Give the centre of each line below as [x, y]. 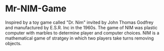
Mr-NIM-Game [36, 9]
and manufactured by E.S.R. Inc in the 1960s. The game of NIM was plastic [81, 27]
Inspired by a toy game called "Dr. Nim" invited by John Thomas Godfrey [79, 22]
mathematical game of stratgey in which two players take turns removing [80, 38]
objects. [13, 43]
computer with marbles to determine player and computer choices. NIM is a [82, 33]
